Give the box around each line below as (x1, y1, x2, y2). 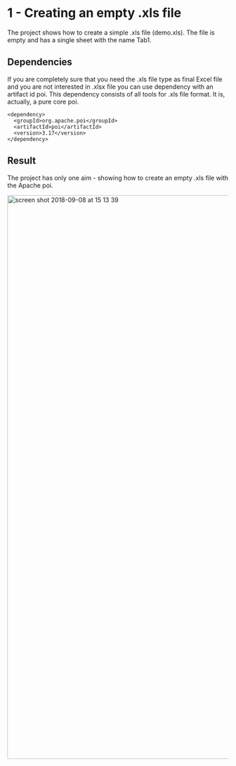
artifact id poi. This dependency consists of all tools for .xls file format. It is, (7, 89, 225, 98)
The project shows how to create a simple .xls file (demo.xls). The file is (7, 28, 215, 37)
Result (7, 155, 37, 167)
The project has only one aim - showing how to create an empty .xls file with (7, 173, 229, 182)
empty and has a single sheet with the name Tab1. (7, 35, 152, 44)
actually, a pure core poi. (7, 97, 79, 106)
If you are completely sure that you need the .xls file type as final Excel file (7, 75, 223, 83)
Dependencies (7, 56, 72, 68)
